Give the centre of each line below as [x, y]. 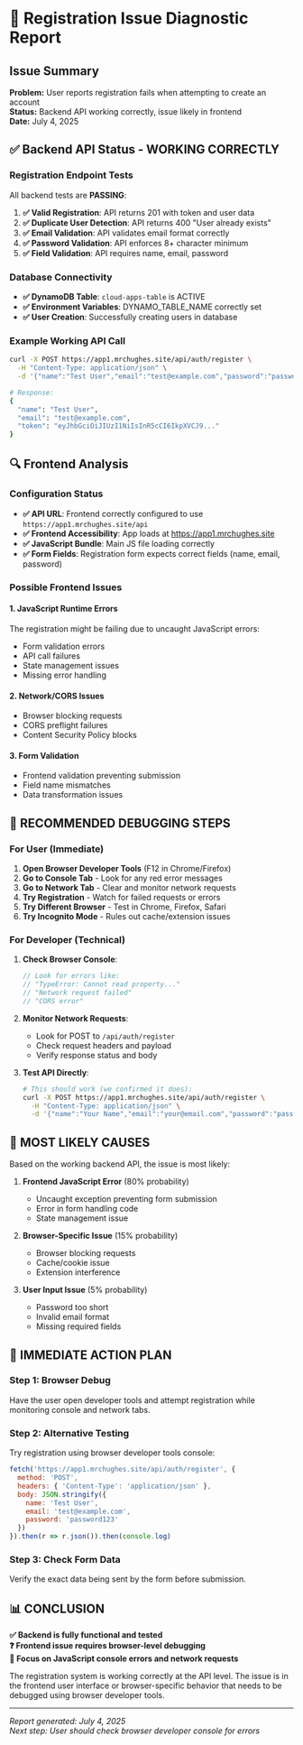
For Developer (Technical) [68, 939]
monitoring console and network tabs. [80, 1409]
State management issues [71, 665]
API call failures [51, 656]
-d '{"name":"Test [52, 377]
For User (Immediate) [57, 849]
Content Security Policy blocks [79, 735]
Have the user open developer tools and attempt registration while [132, 1400]
